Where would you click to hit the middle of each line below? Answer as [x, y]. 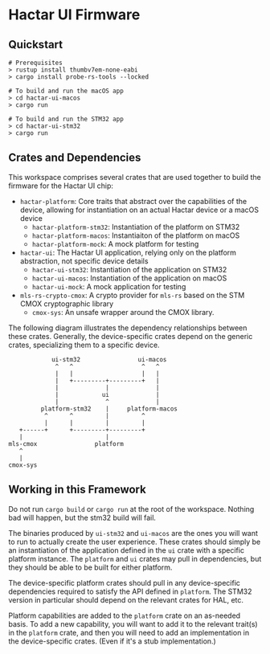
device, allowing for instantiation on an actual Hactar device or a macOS [139, 210]
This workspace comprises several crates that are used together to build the [135, 177]
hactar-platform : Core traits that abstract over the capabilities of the [133, 201]
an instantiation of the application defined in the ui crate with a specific [127, 550]
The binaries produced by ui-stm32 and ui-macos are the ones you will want [133, 533]
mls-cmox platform [66, 443]
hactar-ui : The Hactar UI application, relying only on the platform [128, 252]
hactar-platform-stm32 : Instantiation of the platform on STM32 [136, 227]
